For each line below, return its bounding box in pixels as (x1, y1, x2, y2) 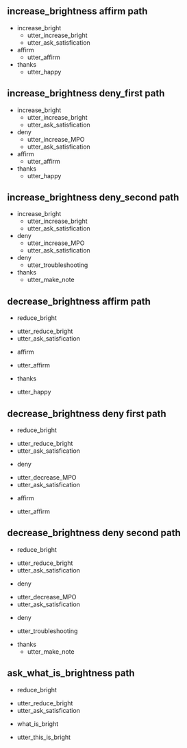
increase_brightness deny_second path (7, 192, 179, 204)
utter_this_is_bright (16, 733, 71, 741)
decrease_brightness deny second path (7, 527, 182, 539)
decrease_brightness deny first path (7, 407, 166, 419)
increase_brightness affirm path (7, 6, 148, 17)
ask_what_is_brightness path (7, 667, 135, 679)
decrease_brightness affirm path (7, 295, 151, 307)
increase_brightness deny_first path (7, 87, 165, 99)
